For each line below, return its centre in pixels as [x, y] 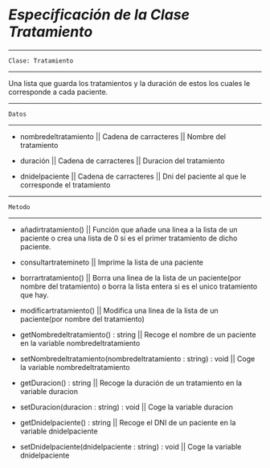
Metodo [19, 207]
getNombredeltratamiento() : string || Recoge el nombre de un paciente [138, 335]
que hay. [34, 294]
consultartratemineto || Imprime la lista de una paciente [111, 262]
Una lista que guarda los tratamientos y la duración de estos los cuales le [129, 83]
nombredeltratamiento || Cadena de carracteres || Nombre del [123, 136]
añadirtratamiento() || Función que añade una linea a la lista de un [129, 229]
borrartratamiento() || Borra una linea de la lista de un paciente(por [131, 277]
